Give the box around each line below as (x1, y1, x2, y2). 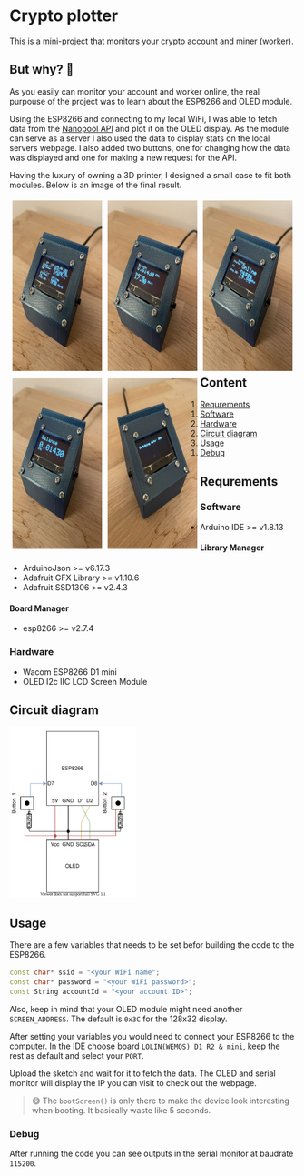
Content (199, 375, 248, 390)
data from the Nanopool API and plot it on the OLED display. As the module (9, 123, 289, 134)
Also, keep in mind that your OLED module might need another (9, 1003, 243, 1014)
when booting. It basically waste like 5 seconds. (31, 1104, 211, 1115)
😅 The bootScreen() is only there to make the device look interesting (31, 1095, 290, 1106)
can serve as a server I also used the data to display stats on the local (9, 133, 270, 144)
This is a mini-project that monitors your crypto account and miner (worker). (9, 35, 294, 46)
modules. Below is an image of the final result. (9, 179, 182, 190)
